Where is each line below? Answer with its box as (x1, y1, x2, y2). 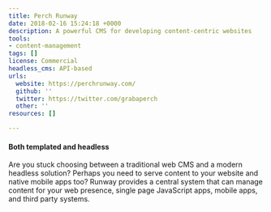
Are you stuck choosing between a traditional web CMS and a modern (8, 159, 243, 170)
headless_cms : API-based (8, 65, 92, 73)
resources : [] (8, 110, 57, 118)
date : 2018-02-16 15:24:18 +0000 (8, 19, 122, 28)
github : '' (15, 87, 53, 95)
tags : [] (8, 49, 38, 57)
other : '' (15, 102, 49, 110)
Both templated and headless (8, 142, 110, 151)
